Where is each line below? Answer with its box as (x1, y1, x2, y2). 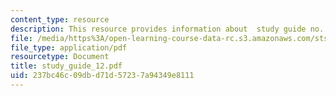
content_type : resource (10, 14, 110, 25)
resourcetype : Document (10, 52, 110, 62)
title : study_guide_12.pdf (10, 61, 123, 71)
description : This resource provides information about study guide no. (10, 24, 325, 34)
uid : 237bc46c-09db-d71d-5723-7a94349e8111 (10, 71, 195, 81)
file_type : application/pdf (10, 42, 128, 53)
